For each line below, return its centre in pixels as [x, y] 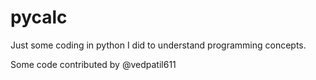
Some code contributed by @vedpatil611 [93, 64]
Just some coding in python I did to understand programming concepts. [158, 45]
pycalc [39, 17]
